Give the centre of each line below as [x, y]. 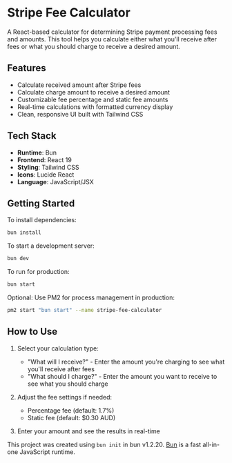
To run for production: [38, 272]
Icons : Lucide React [46, 175]
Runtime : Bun [37, 152]
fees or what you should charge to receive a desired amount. [94, 46]
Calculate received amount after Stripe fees [79, 85]
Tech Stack [32, 136]
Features [27, 68]
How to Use [32, 332]
